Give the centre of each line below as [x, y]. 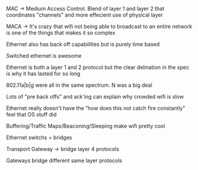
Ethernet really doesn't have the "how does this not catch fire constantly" [96, 108]
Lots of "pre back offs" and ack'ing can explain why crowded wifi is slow [95, 97]
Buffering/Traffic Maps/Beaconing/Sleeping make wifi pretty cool [86, 126]
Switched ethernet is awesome [44, 56]
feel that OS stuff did [31, 114]
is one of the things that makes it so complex [61, 33]
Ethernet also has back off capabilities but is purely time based [83, 44]
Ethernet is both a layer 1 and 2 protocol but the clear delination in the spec [98, 67]
